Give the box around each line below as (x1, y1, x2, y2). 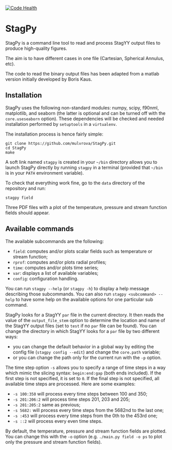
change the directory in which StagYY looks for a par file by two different (5, 328, 160, 334)
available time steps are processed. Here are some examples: (5, 381, 136, 387)
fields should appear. (5, 210, 50, 216)
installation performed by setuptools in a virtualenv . (5, 121, 117, 127)
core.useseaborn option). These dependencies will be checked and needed (5, 116, 164, 122)
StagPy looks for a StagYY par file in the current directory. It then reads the (5, 311, 164, 318)
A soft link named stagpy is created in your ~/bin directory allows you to (5, 159, 158, 165)
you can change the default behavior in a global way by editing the (12, 343, 154, 349)
